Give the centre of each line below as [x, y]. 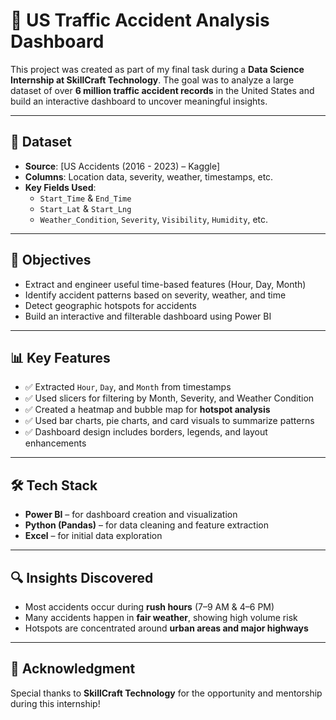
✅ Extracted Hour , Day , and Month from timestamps [128, 387]
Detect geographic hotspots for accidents [110, 305]
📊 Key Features [60, 357]
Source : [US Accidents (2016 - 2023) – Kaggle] [122, 166]
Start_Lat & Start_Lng [85, 208]
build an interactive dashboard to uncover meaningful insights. [139, 101]
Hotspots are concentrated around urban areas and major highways [166, 628]
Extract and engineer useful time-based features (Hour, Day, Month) [165, 284]
